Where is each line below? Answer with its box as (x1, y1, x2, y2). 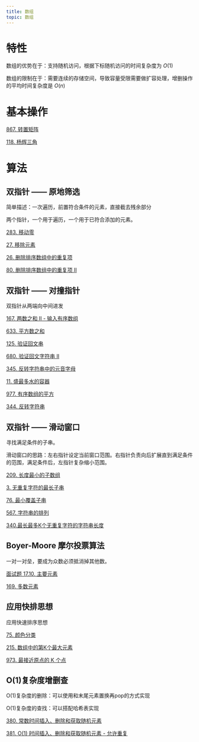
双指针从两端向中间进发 (6, 303, 63, 310)
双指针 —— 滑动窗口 (6, 422, 80, 432)
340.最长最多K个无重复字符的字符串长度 (6, 522, 104, 529)
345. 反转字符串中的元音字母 (6, 365, 76, 372)
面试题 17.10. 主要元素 (6, 570, 58, 577)
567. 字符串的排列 (6, 509, 49, 516)
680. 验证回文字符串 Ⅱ (6, 353, 60, 360)
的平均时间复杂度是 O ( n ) (6, 82, 66, 89)
